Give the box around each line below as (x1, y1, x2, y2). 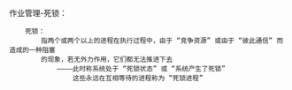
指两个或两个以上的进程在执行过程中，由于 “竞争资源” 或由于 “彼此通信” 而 (41, 36, 284, 45)
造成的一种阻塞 (9, 46, 56, 55)
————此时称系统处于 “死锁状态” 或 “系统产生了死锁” (56, 64, 226, 73)
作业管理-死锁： (9, 8, 68, 18)
